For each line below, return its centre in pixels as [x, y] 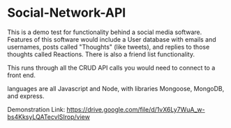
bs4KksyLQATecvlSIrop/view [49, 117]
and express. [26, 96]
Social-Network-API [67, 13]
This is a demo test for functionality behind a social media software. [105, 32]
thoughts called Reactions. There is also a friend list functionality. [101, 54]
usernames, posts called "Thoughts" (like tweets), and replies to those [109, 47]
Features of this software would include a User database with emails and [112, 39]
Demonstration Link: [36, 109]
